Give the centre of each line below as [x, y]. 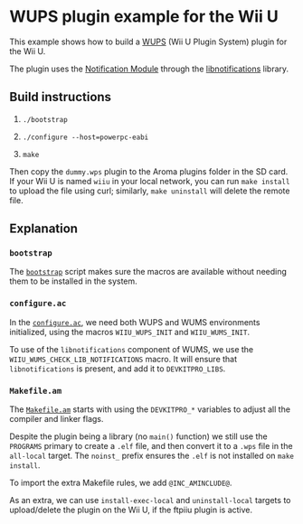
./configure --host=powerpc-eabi [85, 137]
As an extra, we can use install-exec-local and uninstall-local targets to [150, 501]
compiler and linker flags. [57, 419]
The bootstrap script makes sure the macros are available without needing [148, 272]
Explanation [44, 229]
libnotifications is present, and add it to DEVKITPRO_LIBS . [118, 369]
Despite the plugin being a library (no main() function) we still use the [139, 436]
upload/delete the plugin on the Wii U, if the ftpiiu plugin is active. [131, 510]
